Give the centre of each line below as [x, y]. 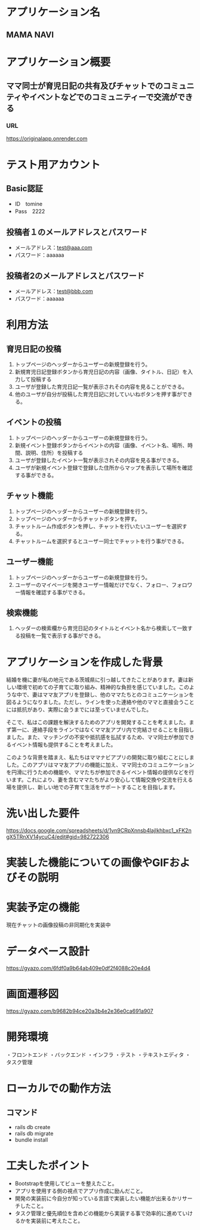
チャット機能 [30, 496]
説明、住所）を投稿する [54, 453]
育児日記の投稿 [34, 349]
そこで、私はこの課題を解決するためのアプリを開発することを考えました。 [98, 722]
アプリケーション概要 [59, 62]
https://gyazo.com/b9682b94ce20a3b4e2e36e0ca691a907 [80, 1011]
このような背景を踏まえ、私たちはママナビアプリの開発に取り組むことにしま [100, 757]
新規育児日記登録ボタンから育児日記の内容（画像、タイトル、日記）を [101, 372]
